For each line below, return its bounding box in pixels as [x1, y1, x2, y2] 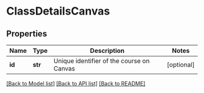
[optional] [166, 61, 195, 69]
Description [90, 47, 125, 55]
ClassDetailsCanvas [6, 4, 110, 18]
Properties [6, 29, 47, 39]
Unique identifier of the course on [53, 57, 150, 65]
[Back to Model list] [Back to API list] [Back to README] [6, 80, 146, 87]
